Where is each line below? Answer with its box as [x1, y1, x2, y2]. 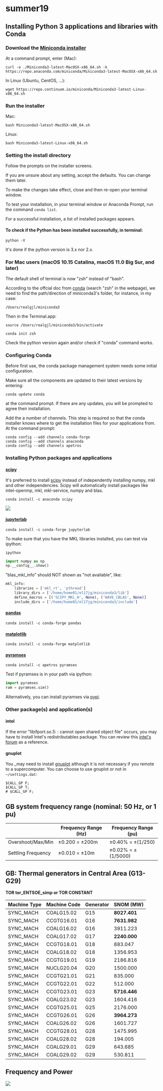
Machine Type [8, 901, 42, 908]
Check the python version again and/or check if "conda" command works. [5, 339, 154, 345]
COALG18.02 [46, 949, 77, 956]
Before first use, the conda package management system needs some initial [5, 363, 157, 369]
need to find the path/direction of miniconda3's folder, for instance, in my [5, 290, 152, 296]
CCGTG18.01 [46, 941, 78, 948]
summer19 [5, 3, 49, 14]
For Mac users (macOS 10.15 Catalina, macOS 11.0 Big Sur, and [5, 258, 154, 265]
